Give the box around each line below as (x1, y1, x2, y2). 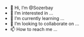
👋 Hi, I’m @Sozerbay (10, 5, 53, 10)
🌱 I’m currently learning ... (10, 15, 65, 21)
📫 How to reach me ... (10, 26, 58, 32)
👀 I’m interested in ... (10, 10, 53, 16)
